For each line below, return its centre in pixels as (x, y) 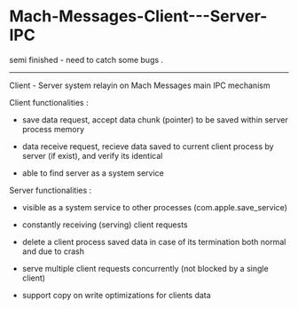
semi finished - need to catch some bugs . (86, 59)
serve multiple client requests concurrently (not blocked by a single (145, 268)
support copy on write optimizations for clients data (116, 295)
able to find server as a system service (93, 173)
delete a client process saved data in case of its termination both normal (154, 242)
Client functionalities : (49, 102)
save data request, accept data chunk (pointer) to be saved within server (155, 119)
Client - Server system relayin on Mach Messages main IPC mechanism (140, 85)
